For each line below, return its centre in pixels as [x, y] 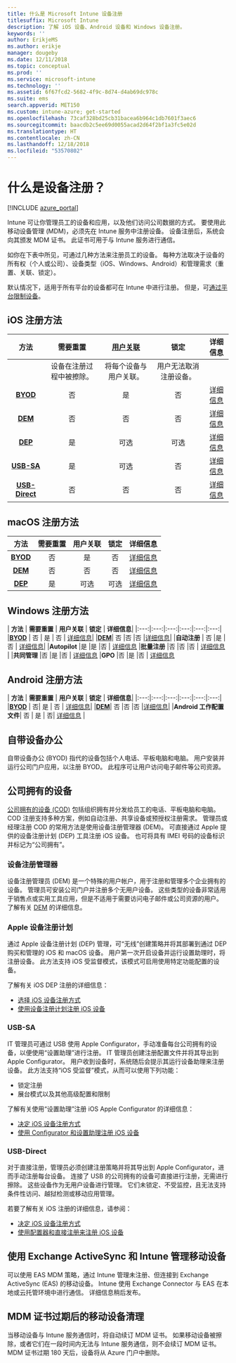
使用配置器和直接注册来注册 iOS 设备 [71, 1232]
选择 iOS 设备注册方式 [49, 1000]
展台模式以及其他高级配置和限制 [64, 1094]
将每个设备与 [126, 366]
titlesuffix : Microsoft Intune [53, 20]
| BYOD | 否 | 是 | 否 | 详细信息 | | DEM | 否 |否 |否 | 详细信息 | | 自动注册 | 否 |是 [115, 638]
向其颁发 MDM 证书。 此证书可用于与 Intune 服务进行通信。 [93, 240]
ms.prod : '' [25, 72]
